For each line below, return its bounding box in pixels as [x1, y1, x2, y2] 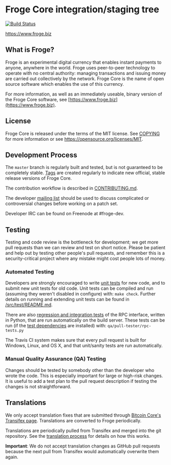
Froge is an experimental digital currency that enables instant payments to [5, 59, 162, 65]
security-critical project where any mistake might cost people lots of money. [5, 255, 166, 262]
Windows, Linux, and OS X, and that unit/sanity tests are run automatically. [5, 343, 163, 349]
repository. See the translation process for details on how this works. [5, 433, 151, 439]
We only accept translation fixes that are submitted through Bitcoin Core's [5, 412, 161, 418]
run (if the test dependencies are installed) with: [5, 323, 106, 329]
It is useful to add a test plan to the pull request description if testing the [5, 378, 157, 384]
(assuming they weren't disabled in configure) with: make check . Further [5, 291, 156, 297]
